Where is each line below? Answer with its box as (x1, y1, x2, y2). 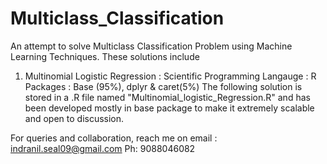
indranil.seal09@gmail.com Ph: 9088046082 (10, 142, 196, 154)
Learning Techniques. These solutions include (10, 50, 200, 62)
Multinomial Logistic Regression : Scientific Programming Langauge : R (24, 70, 317, 82)
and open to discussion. (24, 112, 125, 124)
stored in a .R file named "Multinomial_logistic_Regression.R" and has (24, 91, 311, 103)
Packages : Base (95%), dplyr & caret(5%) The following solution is (24, 80, 303, 92)
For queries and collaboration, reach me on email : (10, 132, 218, 144)
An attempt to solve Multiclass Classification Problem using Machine (10, 40, 293, 52)
